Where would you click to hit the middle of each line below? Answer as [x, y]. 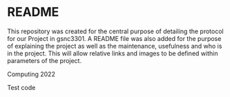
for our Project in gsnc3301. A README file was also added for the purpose [114, 38]
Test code [21, 87]
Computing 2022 [31, 74]
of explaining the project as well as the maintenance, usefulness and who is [115, 46]
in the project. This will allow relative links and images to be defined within [113, 53]
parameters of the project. [44, 60]
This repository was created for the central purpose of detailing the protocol [115, 31]
